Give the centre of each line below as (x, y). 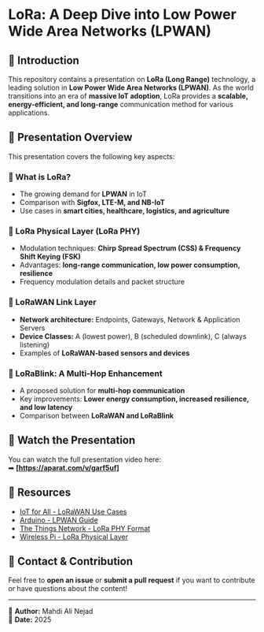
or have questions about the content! (68, 589)
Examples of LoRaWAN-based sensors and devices (104, 353)
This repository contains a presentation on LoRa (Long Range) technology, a (132, 79)
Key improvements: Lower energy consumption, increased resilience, (134, 399)
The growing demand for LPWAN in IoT (83, 194)
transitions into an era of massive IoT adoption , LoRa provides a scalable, (128, 96)
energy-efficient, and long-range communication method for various (121, 104)
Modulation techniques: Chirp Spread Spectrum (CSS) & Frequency (130, 248)
